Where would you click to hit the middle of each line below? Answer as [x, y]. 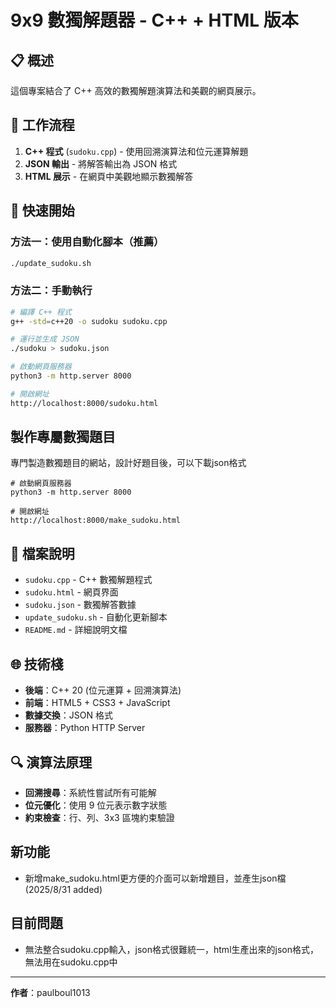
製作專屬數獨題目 [63, 437]
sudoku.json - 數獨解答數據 [80, 605]
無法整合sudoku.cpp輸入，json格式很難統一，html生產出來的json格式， [171, 949]
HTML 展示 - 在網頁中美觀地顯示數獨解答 [109, 176]
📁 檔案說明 [42, 553]
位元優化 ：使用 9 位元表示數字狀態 [96, 805]
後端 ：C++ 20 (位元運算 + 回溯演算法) [103, 690]
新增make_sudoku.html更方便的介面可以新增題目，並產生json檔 [155, 878]
